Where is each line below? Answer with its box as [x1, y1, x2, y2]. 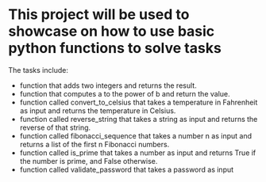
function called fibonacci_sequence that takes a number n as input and [19, 131, 253, 140]
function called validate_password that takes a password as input [19, 165, 234, 174]
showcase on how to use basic [8, 22, 215, 40]
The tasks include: [8, 65, 69, 74]
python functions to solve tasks [8, 40, 222, 57]
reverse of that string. [19, 123, 91, 132]
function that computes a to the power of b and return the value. [19, 89, 230, 98]
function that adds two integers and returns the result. [19, 81, 197, 90]
